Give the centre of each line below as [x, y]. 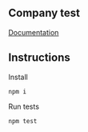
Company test [44, 13]
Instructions [39, 58]
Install [18, 77]
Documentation [34, 32]
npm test [23, 121]
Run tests [24, 106]
